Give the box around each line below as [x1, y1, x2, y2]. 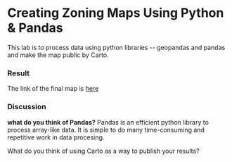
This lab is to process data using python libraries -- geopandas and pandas [7, 43, 226, 51]
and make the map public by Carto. [7, 51, 109, 59]
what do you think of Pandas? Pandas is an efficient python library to [7, 118, 210, 126]
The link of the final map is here [7, 85, 99, 93]
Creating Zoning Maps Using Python [7, 5, 224, 21]
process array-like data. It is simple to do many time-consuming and [7, 125, 205, 134]
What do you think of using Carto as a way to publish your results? [7, 147, 200, 155]
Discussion [7, 102, 47, 112]
